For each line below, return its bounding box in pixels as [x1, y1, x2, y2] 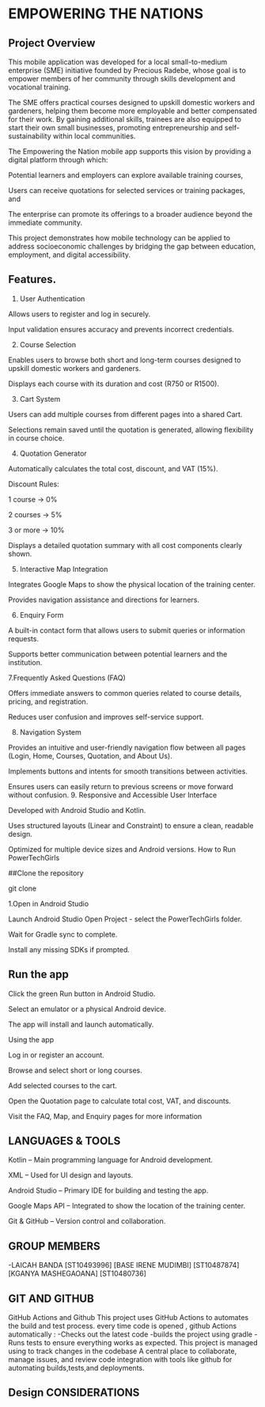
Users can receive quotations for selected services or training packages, [8, 186, 245, 195]
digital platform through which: [8, 155, 108, 165]
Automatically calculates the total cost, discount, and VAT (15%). [8, 463, 218, 473]
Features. [8, 273, 57, 286]
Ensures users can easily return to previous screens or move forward [8, 781, 233, 791]
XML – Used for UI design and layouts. [8, 1171, 134, 1180]
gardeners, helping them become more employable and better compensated [8, 106, 257, 115]
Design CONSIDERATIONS [8, 1386, 140, 1400]
